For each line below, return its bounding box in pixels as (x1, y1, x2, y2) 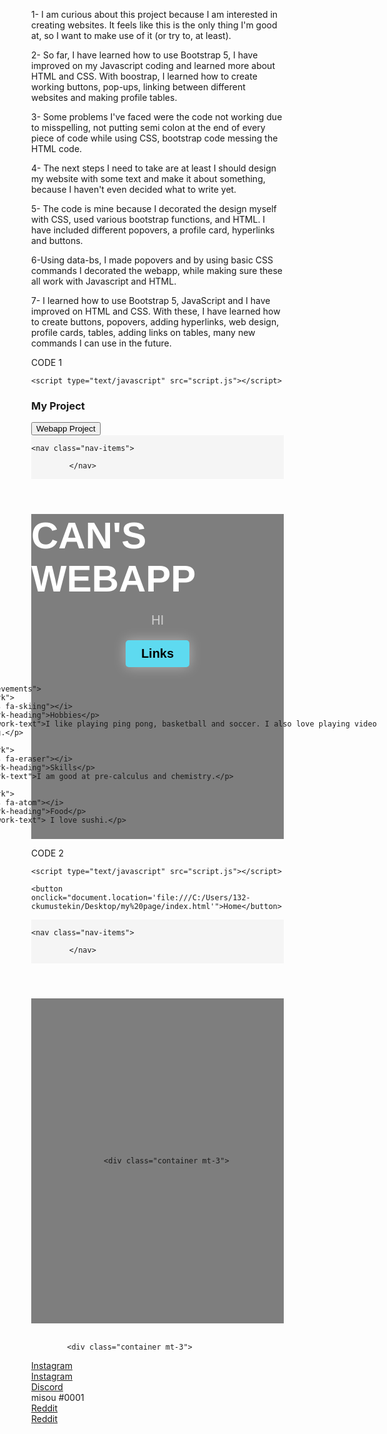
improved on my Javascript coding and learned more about (31, 60, 275, 71)
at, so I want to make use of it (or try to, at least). (31, 30, 232, 41)
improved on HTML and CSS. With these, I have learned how (31, 305, 281, 317)
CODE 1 (31, 357, 63, 368)
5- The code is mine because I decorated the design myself (31, 203, 277, 214)
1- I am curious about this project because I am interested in (31, 9, 279, 20)
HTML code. (31, 143, 83, 154)
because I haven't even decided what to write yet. (31, 184, 237, 195)
